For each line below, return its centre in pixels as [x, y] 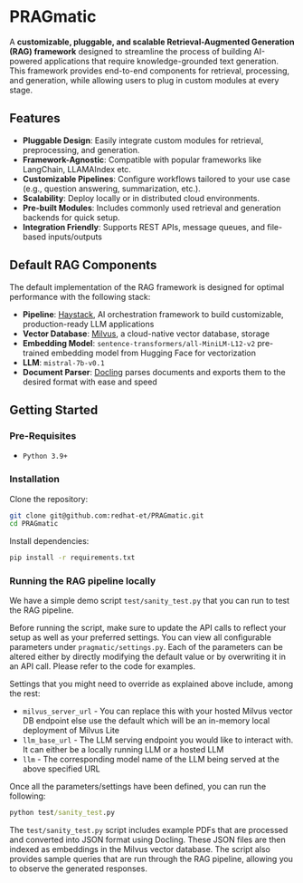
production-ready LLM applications [88, 324]
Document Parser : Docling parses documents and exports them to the [154, 372]
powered [26, 61]
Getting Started [54, 410]
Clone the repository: [49, 499]
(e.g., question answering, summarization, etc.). [111, 189]
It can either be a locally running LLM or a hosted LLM [123, 750]
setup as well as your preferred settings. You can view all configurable [140, 637]
